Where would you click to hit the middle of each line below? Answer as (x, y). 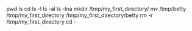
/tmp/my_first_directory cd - (41, 22)
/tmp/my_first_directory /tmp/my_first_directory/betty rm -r (80, 15)
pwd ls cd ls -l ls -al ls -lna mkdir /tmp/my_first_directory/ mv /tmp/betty (96, 9)
